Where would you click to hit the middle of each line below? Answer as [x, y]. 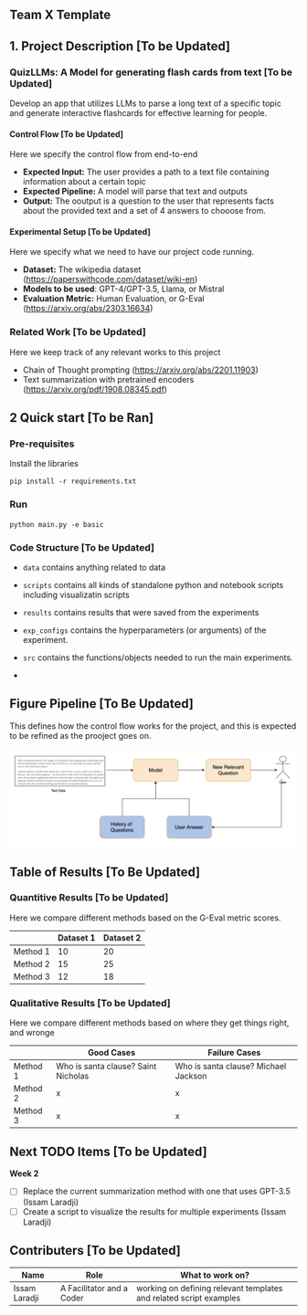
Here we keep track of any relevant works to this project [115, 352]
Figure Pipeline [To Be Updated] [101, 704]
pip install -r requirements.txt [73, 482]
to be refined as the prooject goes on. [80, 735]
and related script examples [189, 1298]
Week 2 [24, 1173]
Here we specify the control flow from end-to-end [104, 154]
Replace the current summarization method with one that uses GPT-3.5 [156, 1192]
